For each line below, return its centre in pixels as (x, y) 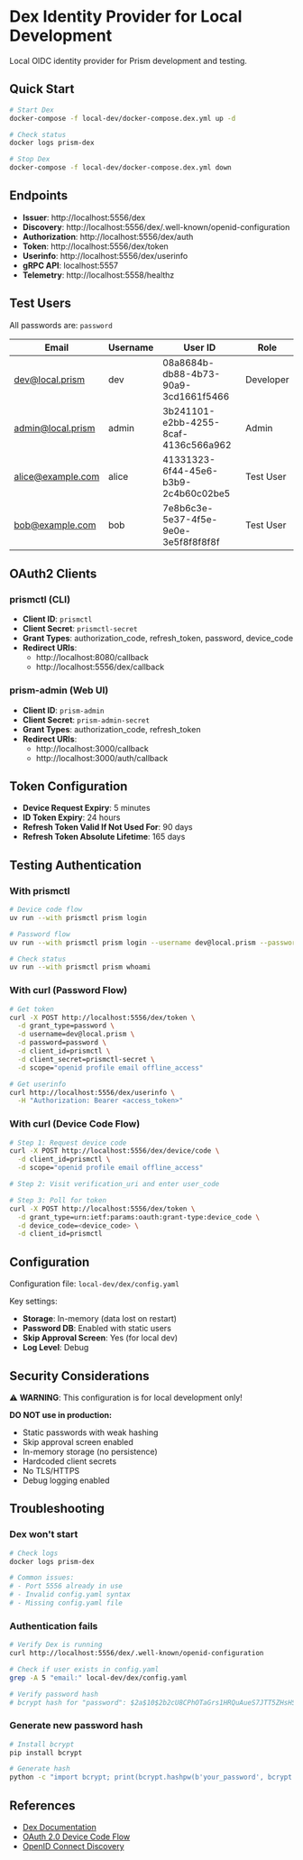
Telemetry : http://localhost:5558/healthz (98, 275)
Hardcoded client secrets (69, 1461)
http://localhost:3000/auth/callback (102, 758)
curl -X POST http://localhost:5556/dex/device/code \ (115, 1151)
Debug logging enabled (66, 1480)
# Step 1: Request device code (68, 1143)
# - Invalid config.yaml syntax (70, 1595)
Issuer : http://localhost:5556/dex (84, 217)
